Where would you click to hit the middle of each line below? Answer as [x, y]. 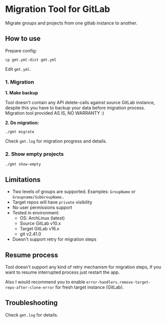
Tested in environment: [36, 213]
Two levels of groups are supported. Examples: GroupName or [74, 192]
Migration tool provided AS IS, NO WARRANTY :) [55, 113]
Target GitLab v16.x [40, 229]
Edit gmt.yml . [18, 69]
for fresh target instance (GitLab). [90, 287]
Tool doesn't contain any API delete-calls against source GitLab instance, [80, 103]
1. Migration [20, 82]
